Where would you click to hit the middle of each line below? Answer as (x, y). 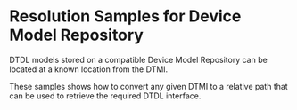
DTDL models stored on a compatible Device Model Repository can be (138, 59)
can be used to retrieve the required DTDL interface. (105, 96)
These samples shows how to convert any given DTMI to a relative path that (148, 86)
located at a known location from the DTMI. (89, 69)
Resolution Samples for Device (125, 16)
